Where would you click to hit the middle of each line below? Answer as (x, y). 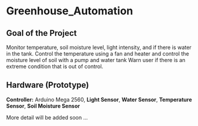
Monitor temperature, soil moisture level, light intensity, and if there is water (99, 47)
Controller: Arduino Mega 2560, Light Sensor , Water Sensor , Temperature (99, 99)
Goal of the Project (41, 33)
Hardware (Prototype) (48, 85)
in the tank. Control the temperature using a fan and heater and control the (98, 54)
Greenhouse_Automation (69, 11)
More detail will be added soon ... (47, 117)
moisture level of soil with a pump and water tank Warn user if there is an (96, 60)
